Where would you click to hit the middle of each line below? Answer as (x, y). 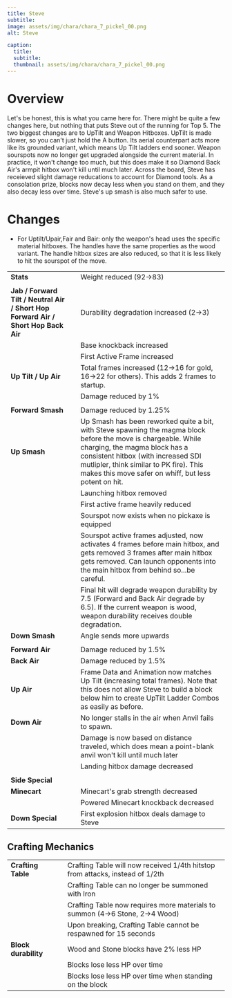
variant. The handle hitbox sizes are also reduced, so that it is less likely (119, 253)
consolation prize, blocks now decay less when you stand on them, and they (116, 184)
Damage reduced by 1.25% (125, 410)
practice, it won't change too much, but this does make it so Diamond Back (114, 162)
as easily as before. (112, 706)
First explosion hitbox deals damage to (143, 813)
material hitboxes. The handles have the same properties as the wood (116, 246)
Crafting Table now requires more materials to (142, 905)
